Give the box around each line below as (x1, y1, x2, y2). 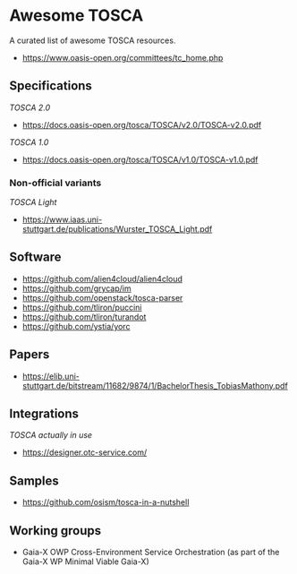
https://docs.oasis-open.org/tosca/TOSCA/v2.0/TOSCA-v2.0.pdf (21, 119, 262, 130)
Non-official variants (9, 176, 102, 189)
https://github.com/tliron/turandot (21, 311, 147, 322)
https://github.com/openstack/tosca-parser (21, 292, 183, 303)
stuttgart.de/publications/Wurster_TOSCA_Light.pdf (21, 224, 213, 235)
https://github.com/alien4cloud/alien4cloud (21, 273, 183, 284)
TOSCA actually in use (9, 430, 92, 441)
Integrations (9, 407, 79, 422)
